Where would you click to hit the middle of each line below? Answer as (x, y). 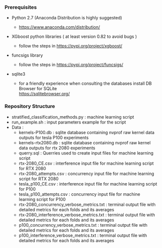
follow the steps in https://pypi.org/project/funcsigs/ (71, 65)
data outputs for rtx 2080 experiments (57, 148)
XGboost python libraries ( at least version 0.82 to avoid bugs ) (74, 37)
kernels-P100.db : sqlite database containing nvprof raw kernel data (87, 132)
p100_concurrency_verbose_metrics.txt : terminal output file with (83, 225)
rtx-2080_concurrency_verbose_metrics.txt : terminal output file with (87, 204)
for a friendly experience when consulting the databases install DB (85, 83)
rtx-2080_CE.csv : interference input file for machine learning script (86, 163)
